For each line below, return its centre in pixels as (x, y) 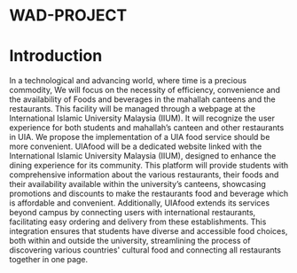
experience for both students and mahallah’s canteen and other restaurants (147, 128)
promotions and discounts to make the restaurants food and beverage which (149, 194)
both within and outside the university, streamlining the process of (130, 241)
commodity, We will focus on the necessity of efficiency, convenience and (145, 90)
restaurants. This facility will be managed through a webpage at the (132, 109)
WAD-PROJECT (68, 16)
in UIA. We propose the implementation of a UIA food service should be (140, 137)
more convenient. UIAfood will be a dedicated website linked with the (136, 146)
